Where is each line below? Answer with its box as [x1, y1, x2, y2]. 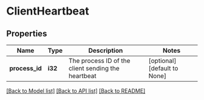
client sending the [69, 64, 120, 72]
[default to [148, 64, 178, 72]
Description [88, 47, 123, 55]
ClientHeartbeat [6, 4, 89, 18]
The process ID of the [69, 56, 131, 65]
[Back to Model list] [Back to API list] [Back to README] [6, 87, 146, 95]
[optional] [148, 56, 177, 65]
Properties [6, 28, 47, 39]
